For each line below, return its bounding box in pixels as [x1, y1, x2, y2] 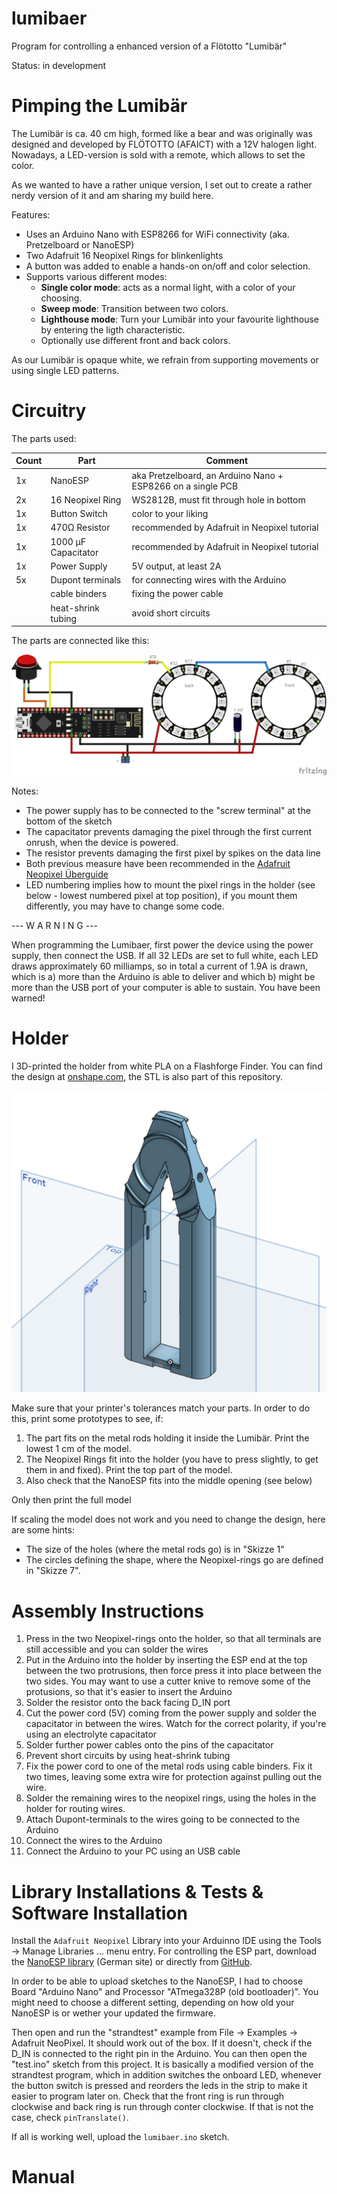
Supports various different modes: [25, 270, 168, 282]
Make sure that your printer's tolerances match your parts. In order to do [11, 1402, 311, 1414]
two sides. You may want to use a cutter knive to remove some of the [25, 1675, 311, 1687]
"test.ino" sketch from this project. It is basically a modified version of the [11, 2058, 314, 2071]
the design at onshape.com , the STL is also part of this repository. [11, 1070, 283, 1082]
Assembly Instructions [11, 1600, 204, 1622]
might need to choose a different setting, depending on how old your [11, 1997, 295, 2009]
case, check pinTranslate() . [11, 2112, 129, 2124]
